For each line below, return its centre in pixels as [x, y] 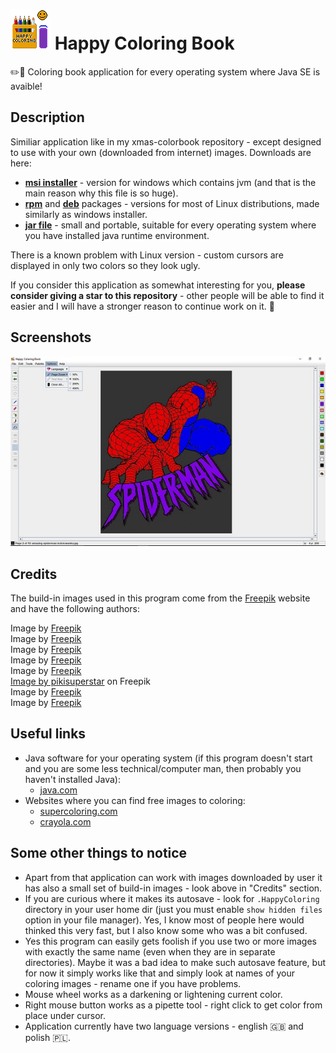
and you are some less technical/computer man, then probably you [163, 768]
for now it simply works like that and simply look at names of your [159, 973]
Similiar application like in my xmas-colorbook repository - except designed [166, 141]
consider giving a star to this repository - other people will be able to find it [167, 295]
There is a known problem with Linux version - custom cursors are [147, 255]
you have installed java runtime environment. [117, 235]
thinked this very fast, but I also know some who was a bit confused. [166, 930]
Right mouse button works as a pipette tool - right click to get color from [173, 1005]
